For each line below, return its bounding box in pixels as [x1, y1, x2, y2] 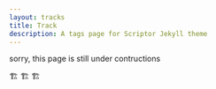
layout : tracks [9, 12, 66, 22]
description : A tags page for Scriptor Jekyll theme [9, 29, 208, 38]
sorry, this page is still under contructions [9, 54, 161, 64]
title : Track [9, 21, 58, 30]
